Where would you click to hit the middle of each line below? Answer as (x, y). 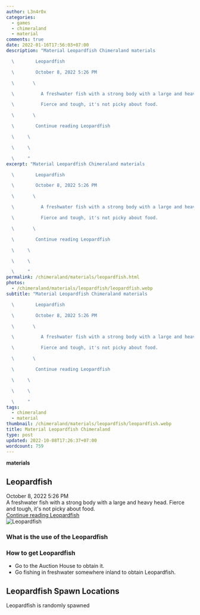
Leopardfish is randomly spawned (48, 605)
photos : (16, 283)
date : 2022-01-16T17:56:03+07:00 (48, 45)
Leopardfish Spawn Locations (63, 591)
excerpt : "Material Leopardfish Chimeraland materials (76, 164)
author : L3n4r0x (26, 12)
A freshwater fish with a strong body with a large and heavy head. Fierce (95, 503)
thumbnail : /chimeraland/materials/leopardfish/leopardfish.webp (89, 424)
